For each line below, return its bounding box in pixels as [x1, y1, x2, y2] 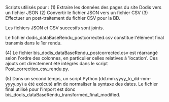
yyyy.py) [5, 81, 24, 87]
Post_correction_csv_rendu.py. [5, 66, 70, 72]
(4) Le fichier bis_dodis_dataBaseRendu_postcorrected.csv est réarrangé [5, 50, 158, 56]
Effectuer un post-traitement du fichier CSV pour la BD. [5, 15, 121, 21]
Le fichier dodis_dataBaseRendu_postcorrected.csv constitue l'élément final [5, 35, 164, 40]
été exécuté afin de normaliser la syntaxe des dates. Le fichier [27, 81, 158, 87]
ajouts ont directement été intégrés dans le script [5, 61, 108, 66]
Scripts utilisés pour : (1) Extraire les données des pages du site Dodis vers [5, 5, 161, 10]
